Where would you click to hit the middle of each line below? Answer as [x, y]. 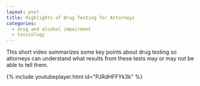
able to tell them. [27, 65]
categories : [21, 23]
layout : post [23, 12]
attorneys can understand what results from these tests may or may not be [100, 59]
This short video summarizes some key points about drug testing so [91, 52]
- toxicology [28, 35]
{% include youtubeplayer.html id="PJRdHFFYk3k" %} [75, 77]
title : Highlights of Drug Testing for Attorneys [71, 18]
